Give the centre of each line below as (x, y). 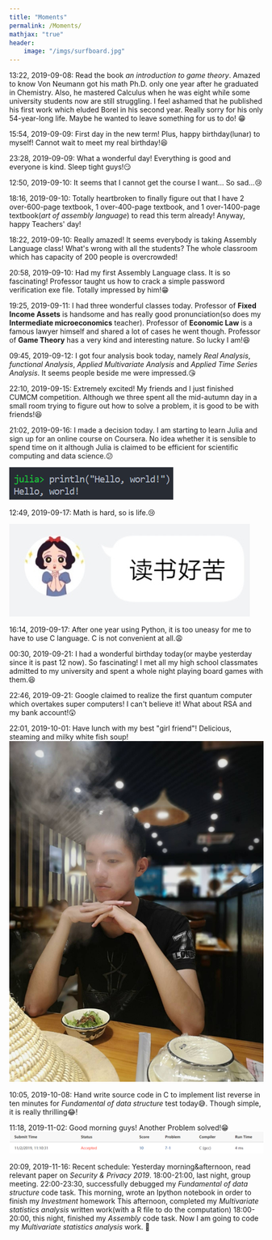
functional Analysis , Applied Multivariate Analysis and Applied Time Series (133, 364)
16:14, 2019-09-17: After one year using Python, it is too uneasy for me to (130, 630)
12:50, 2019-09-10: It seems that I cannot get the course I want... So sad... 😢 (136, 183)
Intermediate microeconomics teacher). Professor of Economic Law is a (131, 323)
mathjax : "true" (36, 34)
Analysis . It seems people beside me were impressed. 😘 (103, 373)
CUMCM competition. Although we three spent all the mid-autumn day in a (133, 398)
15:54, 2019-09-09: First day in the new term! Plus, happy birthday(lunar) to (135, 134)
